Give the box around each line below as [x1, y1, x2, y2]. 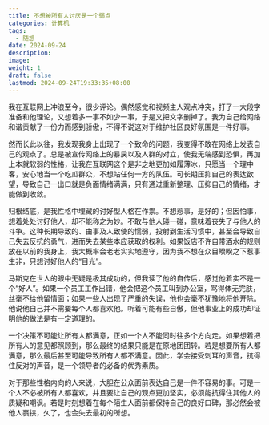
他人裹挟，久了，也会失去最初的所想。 [8, 407, 134, 417]
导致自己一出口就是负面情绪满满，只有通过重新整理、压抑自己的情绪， [22, 179, 254, 188]
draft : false [8, 71, 52, 79]
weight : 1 [8, 64, 42, 72]
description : [8, 49, 52, 57]
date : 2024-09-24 [8, 42, 66, 50]
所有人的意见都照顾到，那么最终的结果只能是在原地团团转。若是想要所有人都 [8, 340, 261, 350]
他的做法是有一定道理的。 [14, 314, 100, 323]
